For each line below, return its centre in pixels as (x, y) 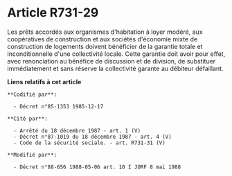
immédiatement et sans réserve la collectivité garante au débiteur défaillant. (115, 68)
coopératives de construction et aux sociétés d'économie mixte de (102, 39)
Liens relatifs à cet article (44, 81)
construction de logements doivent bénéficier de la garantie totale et (105, 46)
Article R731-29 (53, 13)
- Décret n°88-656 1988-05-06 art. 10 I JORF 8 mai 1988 (97, 167)
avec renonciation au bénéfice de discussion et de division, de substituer (111, 61)
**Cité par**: (28, 119)
